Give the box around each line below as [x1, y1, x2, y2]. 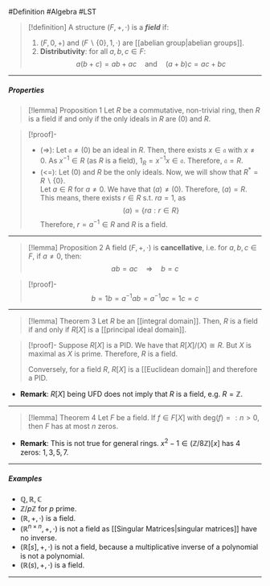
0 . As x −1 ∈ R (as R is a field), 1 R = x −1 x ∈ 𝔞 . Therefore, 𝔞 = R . [39, 154, 243, 167]
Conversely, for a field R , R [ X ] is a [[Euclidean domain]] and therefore [27, 365, 258, 374]
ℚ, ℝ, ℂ [19, 494, 43, 504]
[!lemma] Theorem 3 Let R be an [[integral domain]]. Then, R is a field [27, 316, 259, 326]
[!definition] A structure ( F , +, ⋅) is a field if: [27, 23, 170, 31]
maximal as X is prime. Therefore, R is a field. [27, 349, 178, 359]
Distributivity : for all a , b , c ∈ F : [39, 47, 146, 56]
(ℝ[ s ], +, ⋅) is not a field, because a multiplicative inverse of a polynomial [19, 542, 259, 551]
